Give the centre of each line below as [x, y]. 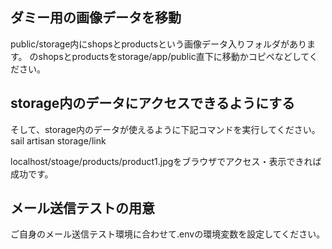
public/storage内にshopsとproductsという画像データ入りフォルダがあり [159, 44]
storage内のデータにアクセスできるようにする [153, 103]
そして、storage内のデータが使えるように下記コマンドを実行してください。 [165, 129]
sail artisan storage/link [58, 140]
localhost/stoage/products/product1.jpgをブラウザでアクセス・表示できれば [166, 161]
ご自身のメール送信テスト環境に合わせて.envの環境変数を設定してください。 [168, 234]
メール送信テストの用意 [82, 208]
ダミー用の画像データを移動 [96, 18]
